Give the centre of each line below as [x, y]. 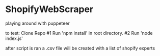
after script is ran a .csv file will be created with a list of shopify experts [80, 48]
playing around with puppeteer [37, 23]
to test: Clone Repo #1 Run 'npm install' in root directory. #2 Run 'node [79, 33]
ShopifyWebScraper [49, 9]
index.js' [14, 38]
